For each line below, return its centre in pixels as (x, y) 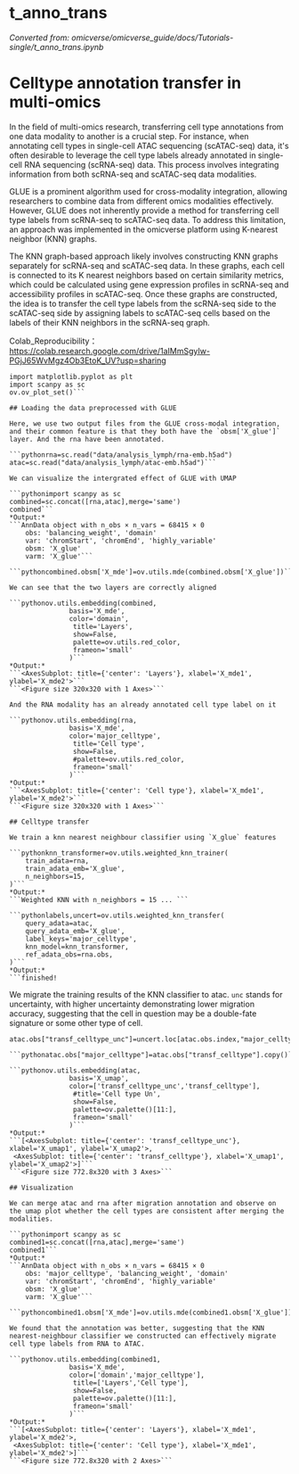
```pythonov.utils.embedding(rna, (73, 720)
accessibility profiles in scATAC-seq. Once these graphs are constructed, (143, 294)
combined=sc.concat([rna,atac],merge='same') (95, 501)
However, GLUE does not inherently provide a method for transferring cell (144, 210)
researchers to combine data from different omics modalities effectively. (141, 201)
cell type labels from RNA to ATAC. (77, 1344)
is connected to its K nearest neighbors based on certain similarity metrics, (147, 275)
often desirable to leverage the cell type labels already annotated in (133, 155)
